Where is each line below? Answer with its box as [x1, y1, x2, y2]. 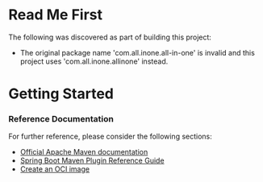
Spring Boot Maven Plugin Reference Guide [19, 155, 165, 166]
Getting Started [8, 85, 115, 103]
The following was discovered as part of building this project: [8, 32, 212, 42]
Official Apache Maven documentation [19, 147, 148, 157]
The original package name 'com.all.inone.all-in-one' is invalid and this [19, 48, 256, 57]
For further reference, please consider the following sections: [8, 131, 212, 142]
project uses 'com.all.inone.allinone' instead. [19, 56, 169, 66]
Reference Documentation [8, 114, 115, 125]
